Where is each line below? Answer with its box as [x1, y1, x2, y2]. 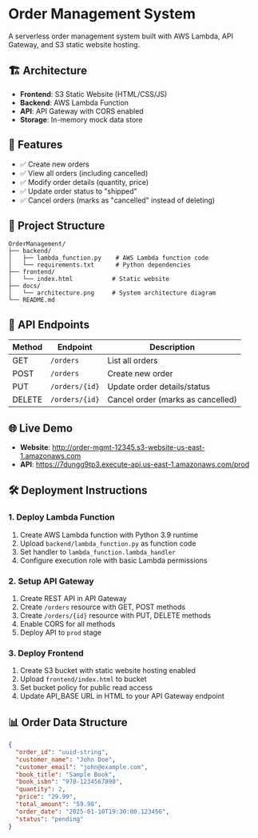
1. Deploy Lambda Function [8, 511, 116, 523]
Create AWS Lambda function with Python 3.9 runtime [19, 530, 198, 539]
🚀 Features [8, 138, 63, 152]
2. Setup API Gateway [8, 575, 94, 587]
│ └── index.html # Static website [8, 275, 170, 283]
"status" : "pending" [15, 815, 84, 823]
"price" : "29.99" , [15, 793, 77, 801]
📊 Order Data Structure [8, 716, 128, 729]
